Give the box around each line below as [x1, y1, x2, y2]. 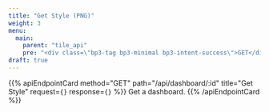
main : [15, 34, 34, 42]
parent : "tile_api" [22, 42, 88, 50]
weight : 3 [8, 19, 42, 27]
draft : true [8, 57, 48, 65]
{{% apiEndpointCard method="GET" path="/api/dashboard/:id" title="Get [8, 78, 254, 88]
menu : [8, 26, 26, 34]
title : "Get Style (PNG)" [8, 11, 94, 20]
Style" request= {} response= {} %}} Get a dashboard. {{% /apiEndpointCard [8, 86, 260, 96]
